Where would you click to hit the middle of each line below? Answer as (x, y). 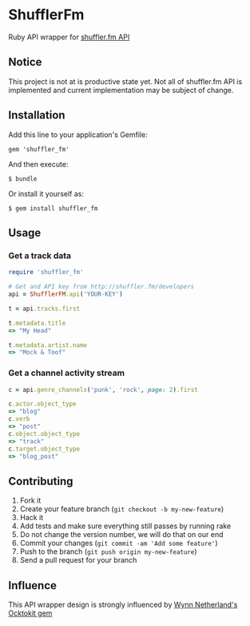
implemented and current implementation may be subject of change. (121, 90)
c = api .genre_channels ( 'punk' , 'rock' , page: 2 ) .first (103, 390)
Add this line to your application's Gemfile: (78, 135)
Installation (37, 115)
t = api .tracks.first (44, 309)
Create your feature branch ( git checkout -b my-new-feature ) (122, 509)
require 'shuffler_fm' (46, 273)
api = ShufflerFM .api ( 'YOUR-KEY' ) (66, 294)
